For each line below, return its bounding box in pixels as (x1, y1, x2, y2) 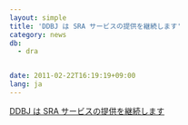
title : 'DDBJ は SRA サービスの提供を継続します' (9, 22, 182, 31)
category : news (9, 30, 67, 39)
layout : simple (9, 13, 67, 23)
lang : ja (9, 80, 43, 89)
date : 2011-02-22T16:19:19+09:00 (9, 72, 136, 81)
